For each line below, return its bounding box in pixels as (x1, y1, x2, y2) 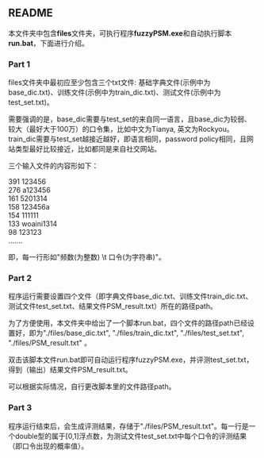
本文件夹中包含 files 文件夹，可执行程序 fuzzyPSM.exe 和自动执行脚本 (8, 28, 232, 38)
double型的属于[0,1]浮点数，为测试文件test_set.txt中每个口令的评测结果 (14, 431, 247, 441)
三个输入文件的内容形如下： (8, 161, 99, 171)
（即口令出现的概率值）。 (8, 441, 89, 451)
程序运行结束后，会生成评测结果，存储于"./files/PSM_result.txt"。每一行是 (8, 421, 250, 431)
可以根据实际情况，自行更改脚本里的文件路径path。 (8, 382, 176, 391)
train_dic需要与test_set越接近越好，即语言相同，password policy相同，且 (8, 134, 247, 144)
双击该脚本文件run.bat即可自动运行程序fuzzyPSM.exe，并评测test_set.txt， (8, 355, 254, 364)
